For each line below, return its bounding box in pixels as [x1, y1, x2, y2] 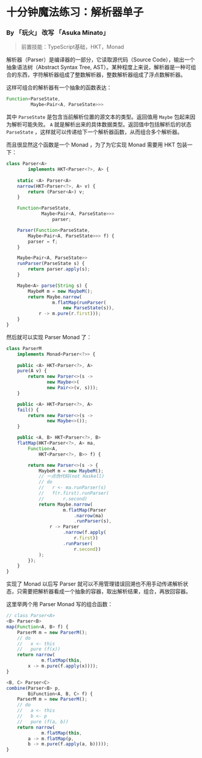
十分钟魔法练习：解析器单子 [6, 5, 144, 19]
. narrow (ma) [73, 513, 104, 519]
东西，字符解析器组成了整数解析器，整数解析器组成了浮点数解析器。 [16, 71, 186, 78]
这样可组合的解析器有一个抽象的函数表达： [6, 84, 112, 91]
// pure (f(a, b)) [17, 718, 69, 725]
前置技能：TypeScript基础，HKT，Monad [21, 43, 125, 51]
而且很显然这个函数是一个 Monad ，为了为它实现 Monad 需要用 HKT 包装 [6, 141, 188, 148]
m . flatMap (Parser [63, 507, 107, 513]
